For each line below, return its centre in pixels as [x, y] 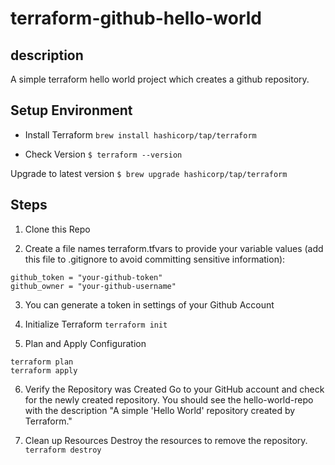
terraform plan [42, 362]
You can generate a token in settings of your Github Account [149, 304]
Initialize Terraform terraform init [96, 324]
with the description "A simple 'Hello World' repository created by [160, 410]
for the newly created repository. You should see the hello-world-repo [169, 399]
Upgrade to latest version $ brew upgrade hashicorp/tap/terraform [149, 173]
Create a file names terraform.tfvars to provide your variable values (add [174, 248]
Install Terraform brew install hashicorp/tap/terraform [140, 134]
